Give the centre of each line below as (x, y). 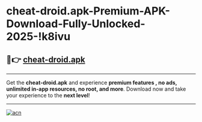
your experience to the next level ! (48, 95)
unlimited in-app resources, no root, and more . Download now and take (96, 89)
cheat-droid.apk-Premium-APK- (88, 11)
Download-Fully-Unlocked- (76, 24)
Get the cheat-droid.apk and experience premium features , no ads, (92, 83)
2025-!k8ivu (38, 37)
